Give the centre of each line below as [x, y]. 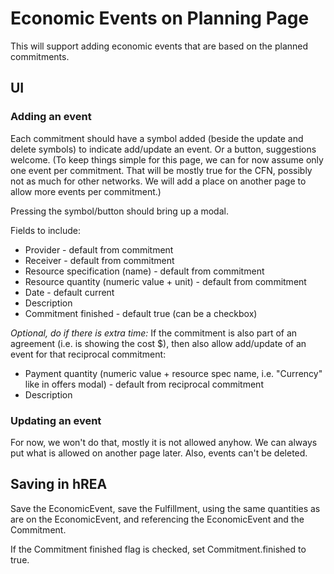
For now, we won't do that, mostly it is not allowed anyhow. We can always [164, 442]
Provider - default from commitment [99, 249]
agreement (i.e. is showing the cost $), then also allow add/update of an [158, 343]
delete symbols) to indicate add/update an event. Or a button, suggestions [163, 149]
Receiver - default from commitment [99, 260]
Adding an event [51, 117]
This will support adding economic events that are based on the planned [159, 46]
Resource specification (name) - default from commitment [144, 271]
